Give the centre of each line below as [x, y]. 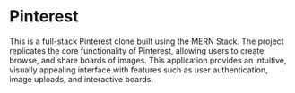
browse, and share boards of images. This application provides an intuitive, [148, 60]
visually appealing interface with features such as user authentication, [139, 70]
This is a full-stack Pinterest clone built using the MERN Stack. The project [147, 41]
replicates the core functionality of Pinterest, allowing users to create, [138, 50]
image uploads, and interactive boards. [82, 79]
